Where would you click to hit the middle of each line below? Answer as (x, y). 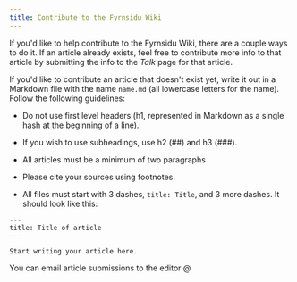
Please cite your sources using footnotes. (99, 177)
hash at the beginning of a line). (81, 125)
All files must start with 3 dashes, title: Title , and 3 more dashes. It (151, 194)
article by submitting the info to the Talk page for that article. (121, 62)
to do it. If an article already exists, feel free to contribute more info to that (145, 52)
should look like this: (60, 203)
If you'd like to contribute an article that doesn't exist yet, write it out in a (143, 79)
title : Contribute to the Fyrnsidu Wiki (86, 17)
